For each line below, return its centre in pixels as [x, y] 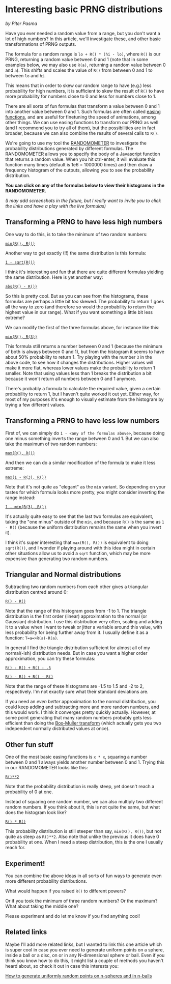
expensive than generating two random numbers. [57, 559]
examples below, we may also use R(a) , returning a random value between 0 [86, 65]
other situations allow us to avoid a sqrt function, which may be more [78, 553]
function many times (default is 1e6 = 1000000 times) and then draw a [79, 164]
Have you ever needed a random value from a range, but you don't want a [83, 33]
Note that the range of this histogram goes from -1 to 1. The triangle [76, 611]
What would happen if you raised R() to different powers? [66, 891]
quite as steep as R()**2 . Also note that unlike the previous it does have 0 [82, 837]
